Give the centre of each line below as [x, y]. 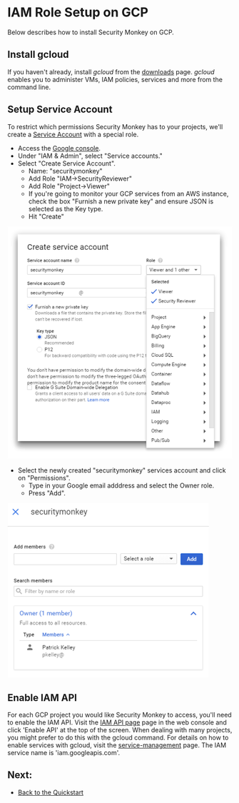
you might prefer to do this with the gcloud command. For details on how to [118, 738]
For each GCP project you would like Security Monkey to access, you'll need [119, 715]
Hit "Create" [46, 216]
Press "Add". [47, 493]
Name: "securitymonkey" [65, 171]
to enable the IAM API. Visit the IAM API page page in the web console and [117, 722]
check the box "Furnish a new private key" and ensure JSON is [121, 201]
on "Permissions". [44, 478]
